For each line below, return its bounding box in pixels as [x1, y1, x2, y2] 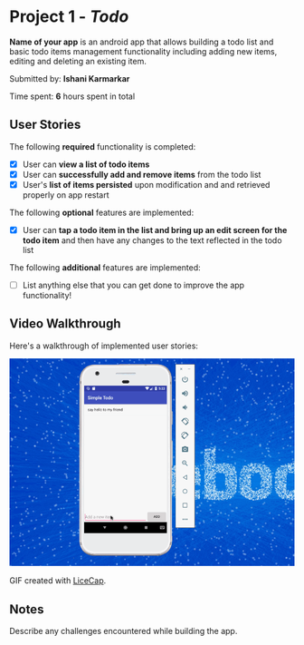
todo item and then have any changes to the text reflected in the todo [22, 235, 282, 246]
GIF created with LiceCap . [9, 575, 107, 586]
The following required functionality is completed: [9, 141, 196, 151]
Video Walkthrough [9, 316, 121, 332]
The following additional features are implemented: [9, 262, 201, 273]
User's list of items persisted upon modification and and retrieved [22, 179, 271, 190]
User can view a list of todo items [22, 159, 150, 170]
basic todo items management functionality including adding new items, [9, 45, 278, 56]
